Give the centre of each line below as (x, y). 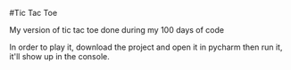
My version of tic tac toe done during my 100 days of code (117, 30)
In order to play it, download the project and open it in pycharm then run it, (146, 47)
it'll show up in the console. (59, 56)
